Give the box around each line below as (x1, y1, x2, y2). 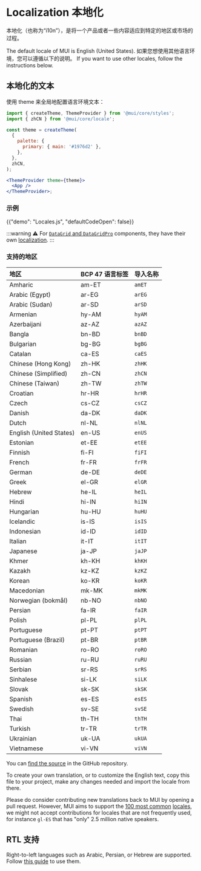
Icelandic (9, 517, 35, 526)
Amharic (9, 280, 33, 289)
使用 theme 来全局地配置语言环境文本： (6, 98, 105, 105)
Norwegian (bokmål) (9, 596, 68, 605)
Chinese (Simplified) (9, 369, 68, 378)
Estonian (9, 438, 35, 447)
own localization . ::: (6, 236, 54, 243)
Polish (9, 615, 27, 624)
